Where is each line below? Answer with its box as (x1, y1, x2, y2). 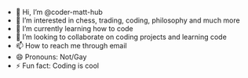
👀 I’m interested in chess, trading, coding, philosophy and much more (15, 16, 241, 25)
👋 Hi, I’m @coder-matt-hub (15, 8, 104, 16)
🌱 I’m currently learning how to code (15, 24, 133, 33)
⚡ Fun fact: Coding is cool (15, 61, 100, 70)
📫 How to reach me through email (15, 41, 127, 50)
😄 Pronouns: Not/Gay (15, 52, 87, 62)
